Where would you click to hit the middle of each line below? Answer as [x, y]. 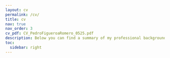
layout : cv [17, 10]
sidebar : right [26, 47]
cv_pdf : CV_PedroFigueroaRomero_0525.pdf [50, 33]
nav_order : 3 [19, 29]
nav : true [16, 24]
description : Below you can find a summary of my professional [73, 38]
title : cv [16, 19]
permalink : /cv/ [22, 15]
